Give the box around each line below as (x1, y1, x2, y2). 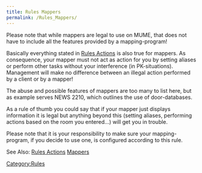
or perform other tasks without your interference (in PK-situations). (6, 62, 173, 70)
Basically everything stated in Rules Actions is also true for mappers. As (6, 49, 186, 56)
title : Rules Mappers (6, 8, 61, 15)
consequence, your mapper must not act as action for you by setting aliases (6, 56, 197, 63)
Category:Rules (6, 160, 45, 167)
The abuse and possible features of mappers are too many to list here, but (6, 87, 192, 94)
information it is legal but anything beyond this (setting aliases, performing (6, 112, 192, 119)
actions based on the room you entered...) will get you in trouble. (6, 118, 168, 125)
